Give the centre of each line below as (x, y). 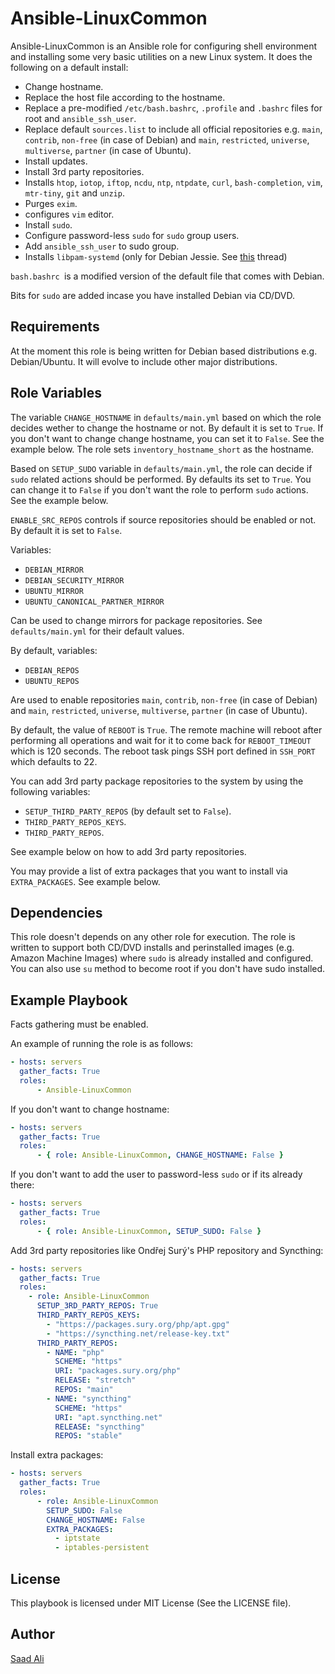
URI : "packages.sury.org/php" (118, 1371)
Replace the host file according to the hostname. (125, 97)
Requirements (55, 327)
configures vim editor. (69, 214)
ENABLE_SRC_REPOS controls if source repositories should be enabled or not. (163, 519)
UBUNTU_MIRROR (54, 591)
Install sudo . (48, 224)
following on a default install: (69, 67)
